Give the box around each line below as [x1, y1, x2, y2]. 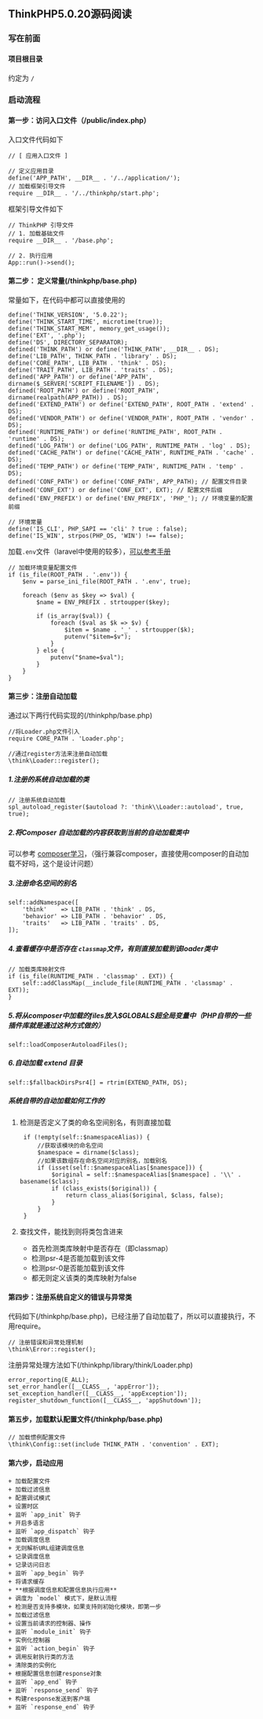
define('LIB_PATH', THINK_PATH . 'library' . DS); [8, 352, 177, 360]
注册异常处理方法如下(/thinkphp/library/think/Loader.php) [8, 1361, 194, 1370]
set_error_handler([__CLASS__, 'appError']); [8, 1383, 159, 1391]
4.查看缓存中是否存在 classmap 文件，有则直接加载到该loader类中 [8, 943, 218, 953]
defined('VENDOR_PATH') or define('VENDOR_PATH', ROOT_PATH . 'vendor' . [8, 414, 255, 422]
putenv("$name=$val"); [49, 653, 125, 661]
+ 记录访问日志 [8, 1562, 51, 1569]
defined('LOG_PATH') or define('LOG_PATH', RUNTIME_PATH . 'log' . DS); [8, 442, 251, 450]
